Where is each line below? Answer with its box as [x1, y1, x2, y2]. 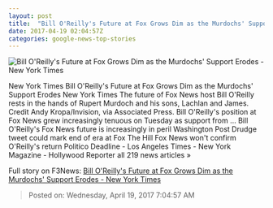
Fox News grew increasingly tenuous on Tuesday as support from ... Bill [8, 115, 249, 126]
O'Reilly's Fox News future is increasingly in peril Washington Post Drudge [8, 124, 258, 134]
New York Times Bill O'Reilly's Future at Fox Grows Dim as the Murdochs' [8, 81, 253, 91]
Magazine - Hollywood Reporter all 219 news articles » [8, 150, 191, 160]
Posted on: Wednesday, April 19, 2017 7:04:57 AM [28, 190, 195, 200]
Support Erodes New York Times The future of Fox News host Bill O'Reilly [8, 90, 254, 100]
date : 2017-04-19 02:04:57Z [8, 27, 104, 35]
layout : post [8, 11, 53, 20]
